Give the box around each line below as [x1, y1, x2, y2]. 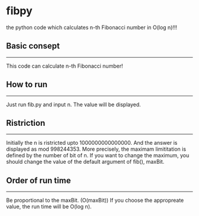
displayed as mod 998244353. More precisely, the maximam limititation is [6, 145, 187, 153]
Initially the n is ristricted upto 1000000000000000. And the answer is [6, 139, 178, 147]
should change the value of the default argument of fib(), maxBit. [6, 158, 165, 166]
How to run [6, 80, 48, 90]
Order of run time [6, 175, 71, 185]
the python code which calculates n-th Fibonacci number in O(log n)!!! [6, 24, 178, 31]
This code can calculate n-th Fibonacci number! [6, 62, 123, 69]
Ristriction [6, 117, 46, 128]
